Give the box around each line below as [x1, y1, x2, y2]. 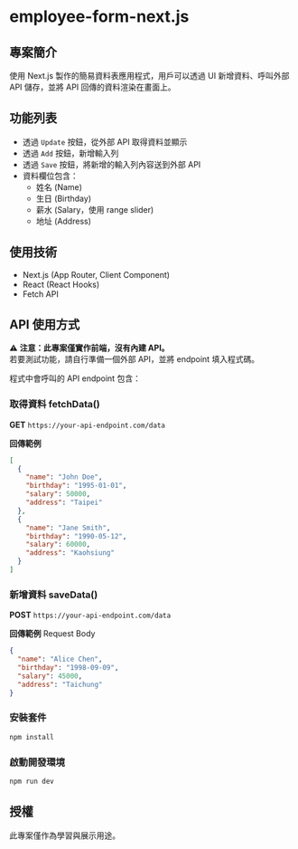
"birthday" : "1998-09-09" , [17, 663, 119, 673]
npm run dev [9, 777, 54, 786]
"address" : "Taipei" [25, 498, 103, 508]
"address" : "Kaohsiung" [25, 549, 116, 558]
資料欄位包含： [22, 170, 79, 181]
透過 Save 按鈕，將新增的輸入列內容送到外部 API [22, 158, 201, 169]
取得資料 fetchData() [9, 398, 101, 411]
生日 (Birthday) [35, 193, 92, 204]
